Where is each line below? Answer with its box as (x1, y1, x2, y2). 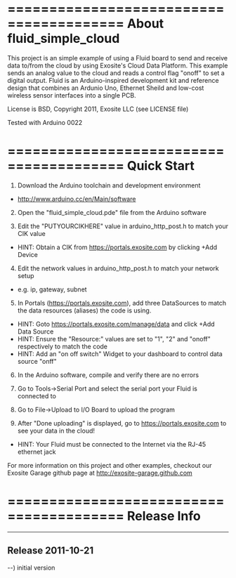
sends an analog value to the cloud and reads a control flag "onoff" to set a (7, 68, 225, 77)
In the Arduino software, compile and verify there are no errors (17, 370, 199, 379)
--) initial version (7, 563, 55, 572)
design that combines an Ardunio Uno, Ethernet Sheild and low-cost (7, 84, 204, 92)
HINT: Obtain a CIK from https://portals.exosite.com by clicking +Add (17, 243, 218, 251)
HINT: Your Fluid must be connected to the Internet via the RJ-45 (17, 440, 206, 448)
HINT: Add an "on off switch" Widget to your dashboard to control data (17, 349, 223, 358)
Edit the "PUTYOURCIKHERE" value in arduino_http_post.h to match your (17, 222, 228, 230)
